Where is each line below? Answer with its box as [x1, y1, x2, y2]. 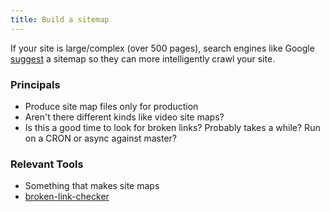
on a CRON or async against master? [24, 132, 177, 144]
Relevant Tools [10, 157, 84, 171]
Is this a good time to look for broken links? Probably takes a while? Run [24, 121, 321, 133]
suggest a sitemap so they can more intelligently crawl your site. [10, 52, 276, 65]
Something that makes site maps [24, 180, 160, 192]
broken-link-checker [24, 191, 110, 203]
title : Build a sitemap [10, 14, 110, 25]
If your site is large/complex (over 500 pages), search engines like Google [10, 42, 315, 54]
